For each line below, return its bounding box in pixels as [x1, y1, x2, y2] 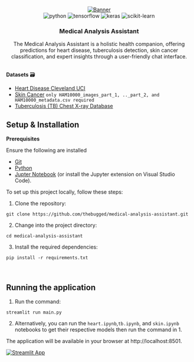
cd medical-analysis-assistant [6, 233, 83, 239]
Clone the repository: [14, 200, 67, 207]
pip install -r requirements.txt [6, 255, 88, 261]
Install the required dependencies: [14, 243, 98, 250]
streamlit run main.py [6, 309, 62, 315]
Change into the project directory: [14, 221, 97, 229]
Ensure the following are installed [6, 147, 87, 154]
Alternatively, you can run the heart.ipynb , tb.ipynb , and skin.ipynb [14, 319, 180, 327]
